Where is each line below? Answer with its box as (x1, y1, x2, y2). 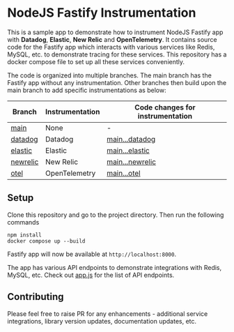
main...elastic (107, 145, 150, 155)
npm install (7, 232, 42, 239)
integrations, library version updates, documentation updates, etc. (7, 317, 197, 325)
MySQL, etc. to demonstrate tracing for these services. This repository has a (7, 50, 227, 59)
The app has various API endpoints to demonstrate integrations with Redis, (7, 263, 222, 271)
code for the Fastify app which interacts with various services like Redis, (7, 43, 215, 51)
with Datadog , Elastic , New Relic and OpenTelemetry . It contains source (7, 35, 217, 43)
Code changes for (134, 103, 196, 112)
